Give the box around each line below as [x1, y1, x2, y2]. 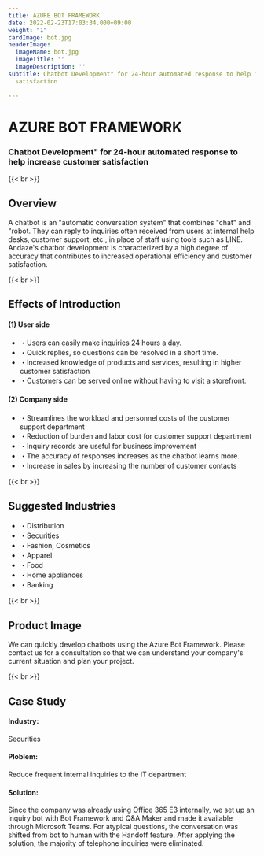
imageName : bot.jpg [15, 48, 79, 56]
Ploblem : [8, 752, 38, 762]
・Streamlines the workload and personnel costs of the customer [19, 413, 231, 422]
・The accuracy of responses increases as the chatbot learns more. [19, 450, 240, 461]
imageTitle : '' [15, 56, 65, 64]
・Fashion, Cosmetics [19, 541, 91, 550]
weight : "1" [8, 26, 47, 34]
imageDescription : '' [15, 63, 86, 71]
